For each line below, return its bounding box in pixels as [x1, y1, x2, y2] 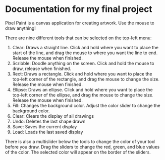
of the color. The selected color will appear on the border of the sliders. [5, 149, 151, 155]
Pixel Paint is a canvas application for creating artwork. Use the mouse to [5, 20, 155, 26]
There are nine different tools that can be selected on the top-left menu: [5, 35, 152, 41]
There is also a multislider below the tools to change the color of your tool [5, 138, 156, 145]
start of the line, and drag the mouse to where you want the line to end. [12, 50, 158, 56]
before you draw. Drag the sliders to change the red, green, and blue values [5, 144, 160, 150]
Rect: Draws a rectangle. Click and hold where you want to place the [12, 71, 153, 77]
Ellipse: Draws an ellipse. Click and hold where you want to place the [12, 86, 153, 92]
